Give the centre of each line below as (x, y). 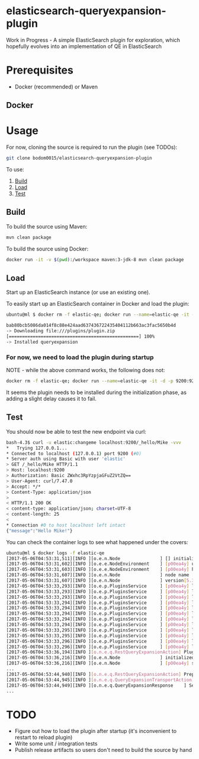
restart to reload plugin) (44, 738)
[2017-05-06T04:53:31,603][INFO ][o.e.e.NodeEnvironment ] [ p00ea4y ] (98, 570)
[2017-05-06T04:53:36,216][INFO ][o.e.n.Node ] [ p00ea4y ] (98, 663)
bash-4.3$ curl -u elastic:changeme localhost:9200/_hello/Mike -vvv (94, 442)
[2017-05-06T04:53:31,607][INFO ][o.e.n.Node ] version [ (96, 581)
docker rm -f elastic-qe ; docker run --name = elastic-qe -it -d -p (90, 381)
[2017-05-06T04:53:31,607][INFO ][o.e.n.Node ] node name (98, 575)
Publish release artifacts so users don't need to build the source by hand (103, 750)
